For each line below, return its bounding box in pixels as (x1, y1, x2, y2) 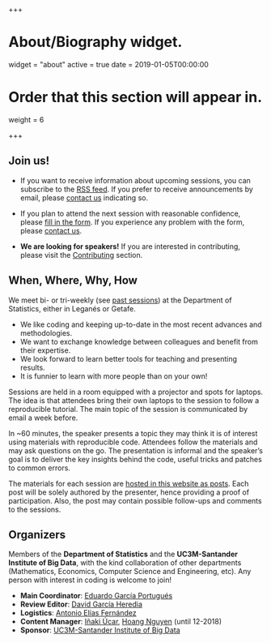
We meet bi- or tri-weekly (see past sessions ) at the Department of (8, 295, 232, 305)
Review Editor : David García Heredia (19, 599, 143, 609)
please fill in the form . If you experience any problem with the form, (19, 216, 245, 227)
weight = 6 (8, 114, 44, 124)
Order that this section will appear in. (8, 88, 263, 106)
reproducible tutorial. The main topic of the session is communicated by (8, 404, 248, 414)
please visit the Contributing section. (19, 250, 143, 259)
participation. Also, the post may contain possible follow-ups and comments (8, 495, 262, 505)
